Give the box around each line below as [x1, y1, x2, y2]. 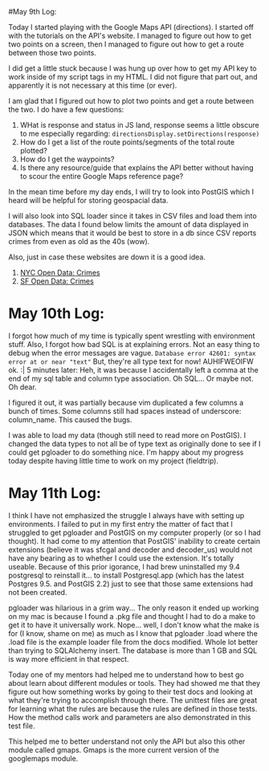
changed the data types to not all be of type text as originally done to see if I [8, 439, 261, 448]
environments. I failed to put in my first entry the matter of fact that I [8, 519, 233, 528]
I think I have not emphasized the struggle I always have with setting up [8, 510, 245, 520]
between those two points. [8, 48, 96, 57]
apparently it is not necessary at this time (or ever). [8, 80, 177, 90]
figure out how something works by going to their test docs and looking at [8, 687, 253, 696]
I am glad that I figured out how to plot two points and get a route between [8, 96, 255, 105]
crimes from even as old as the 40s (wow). [8, 237, 150, 246]
